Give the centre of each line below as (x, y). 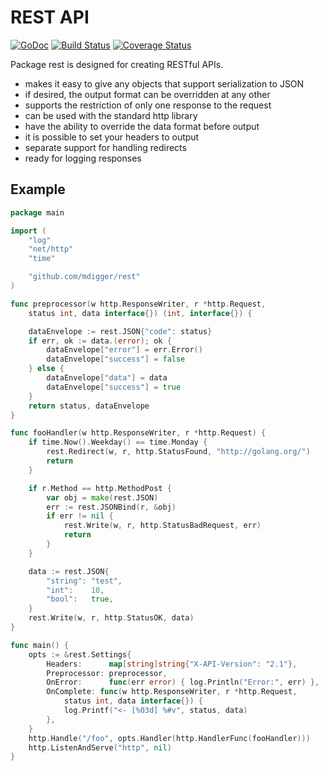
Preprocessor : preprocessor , (107, 673)
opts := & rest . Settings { (80, 654)
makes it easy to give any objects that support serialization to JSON (164, 83)
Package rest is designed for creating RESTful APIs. (117, 64)
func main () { (40, 645)
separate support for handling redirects (105, 147)
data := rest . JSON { (69, 571)
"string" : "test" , (84, 581)
